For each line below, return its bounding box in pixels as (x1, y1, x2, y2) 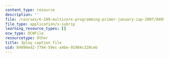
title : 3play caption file (5, 40, 62, 45)
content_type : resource (5, 7, 55, 13)
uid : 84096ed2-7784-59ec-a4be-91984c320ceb (5, 45, 98, 50)
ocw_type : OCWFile (5, 31, 44, 36)
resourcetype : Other (5, 36, 49, 41)
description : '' (5, 12, 39, 17)
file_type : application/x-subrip (5, 21, 75, 27)
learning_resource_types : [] (5, 26, 66, 31)
